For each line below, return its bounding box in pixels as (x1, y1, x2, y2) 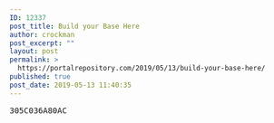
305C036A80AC (9, 105, 68, 116)
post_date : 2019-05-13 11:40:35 (9, 80, 132, 90)
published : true (9, 72, 71, 81)
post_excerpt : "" (9, 38, 75, 48)
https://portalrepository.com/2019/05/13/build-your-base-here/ (17, 64, 266, 73)
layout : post (9, 47, 59, 56)
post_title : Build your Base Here (9, 22, 141, 31)
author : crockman (9, 30, 75, 39)
